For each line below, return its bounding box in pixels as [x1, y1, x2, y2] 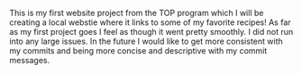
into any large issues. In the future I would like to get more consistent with [9, 36, 283, 46]
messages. [9, 55, 50, 65]
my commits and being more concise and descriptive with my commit [9, 45, 268, 56]
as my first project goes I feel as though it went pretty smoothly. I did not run [9, 27, 294, 37]
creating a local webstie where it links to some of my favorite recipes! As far [9, 17, 291, 28]
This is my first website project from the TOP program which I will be [9, 8, 264, 18]
